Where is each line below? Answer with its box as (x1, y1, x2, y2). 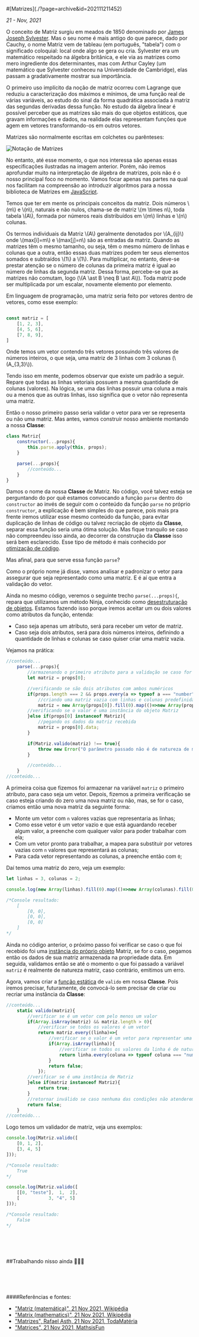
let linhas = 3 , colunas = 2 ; (6, 876, 81, 882)
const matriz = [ (6, 315, 49, 321)
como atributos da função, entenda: (6, 611, 94, 618)
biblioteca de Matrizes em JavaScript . (6, 188, 99, 195)
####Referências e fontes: (6, 1293, 71, 1300)
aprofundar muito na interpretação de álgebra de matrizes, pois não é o (6, 169, 181, 176)
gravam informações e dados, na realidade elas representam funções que (6, 115, 187, 123)
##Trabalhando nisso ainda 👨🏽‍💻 (6, 1257, 85, 1264)
